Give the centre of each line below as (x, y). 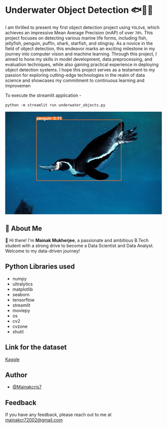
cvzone (20, 326)
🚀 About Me (24, 228)
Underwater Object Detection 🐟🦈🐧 (79, 10)
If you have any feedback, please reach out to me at (58, 415)
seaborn (21, 294)
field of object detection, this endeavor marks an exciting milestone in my (80, 48)
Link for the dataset (36, 347)
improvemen (18, 85)
